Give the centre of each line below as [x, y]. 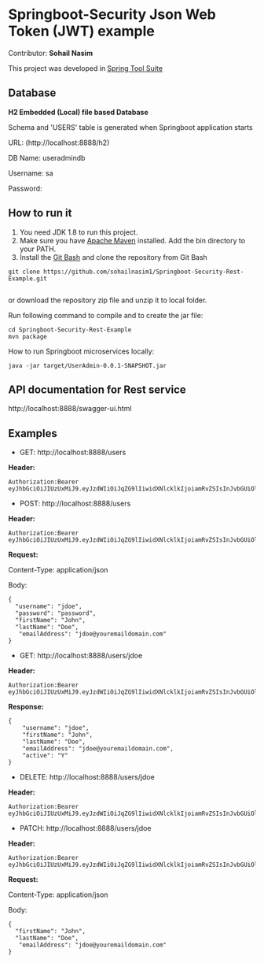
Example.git [27, 278]
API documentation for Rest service [97, 389]
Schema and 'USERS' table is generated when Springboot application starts [130, 127]
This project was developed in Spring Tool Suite [86, 68]
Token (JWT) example [81, 31]
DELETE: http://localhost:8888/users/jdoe [87, 777]
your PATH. [38, 249]
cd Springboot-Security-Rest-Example [70, 330]
